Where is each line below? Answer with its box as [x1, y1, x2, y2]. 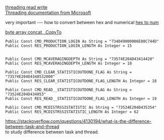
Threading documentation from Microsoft [5, 10, 91, 16]
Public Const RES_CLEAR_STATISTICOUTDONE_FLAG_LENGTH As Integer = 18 [5, 79, 157, 84]
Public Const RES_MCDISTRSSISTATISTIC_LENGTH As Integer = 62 [5, 109, 139, 114]
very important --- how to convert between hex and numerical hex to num [5, 20, 159, 25]
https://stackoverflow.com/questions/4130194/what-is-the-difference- [5, 118, 152, 124]
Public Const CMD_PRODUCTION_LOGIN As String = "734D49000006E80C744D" [5, 39, 159, 44]
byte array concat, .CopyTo [5, 29, 62, 35]
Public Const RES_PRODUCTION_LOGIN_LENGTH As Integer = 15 [5, 43, 132, 48]
